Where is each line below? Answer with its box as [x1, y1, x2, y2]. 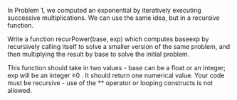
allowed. [7, 87, 32, 94]
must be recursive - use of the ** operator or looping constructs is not [7, 79, 214, 87]
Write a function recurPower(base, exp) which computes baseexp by [7, 35, 209, 43]
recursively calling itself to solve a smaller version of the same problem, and [7, 43, 231, 50]
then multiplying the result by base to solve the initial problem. [7, 50, 190, 58]
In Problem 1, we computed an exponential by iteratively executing [7, 6, 201, 14]
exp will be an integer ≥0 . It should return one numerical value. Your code [7, 71, 225, 79]
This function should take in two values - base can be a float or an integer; [7, 64, 226, 72]
